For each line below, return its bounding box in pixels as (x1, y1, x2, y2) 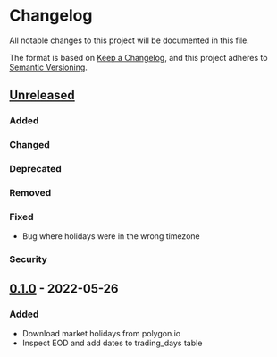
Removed (9, 187, 52, 200)
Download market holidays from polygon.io (21, 327, 181, 338)
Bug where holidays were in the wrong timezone (21, 231, 200, 242)
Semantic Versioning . (9, 62, 88, 72)
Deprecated (9, 163, 63, 175)
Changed (9, 139, 51, 151)
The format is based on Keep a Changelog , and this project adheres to (9, 52, 268, 63)
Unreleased (9, 88, 76, 103)
